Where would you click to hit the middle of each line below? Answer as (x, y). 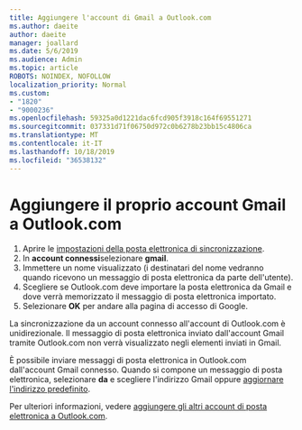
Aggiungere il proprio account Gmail (148, 205)
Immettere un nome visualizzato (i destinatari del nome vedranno (143, 268)
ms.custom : (30, 93)
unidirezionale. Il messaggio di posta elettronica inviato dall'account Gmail (147, 334)
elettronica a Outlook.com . (59, 416)
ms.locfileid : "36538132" (58, 160)
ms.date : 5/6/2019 (44, 51)
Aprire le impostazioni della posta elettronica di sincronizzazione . (143, 249)
